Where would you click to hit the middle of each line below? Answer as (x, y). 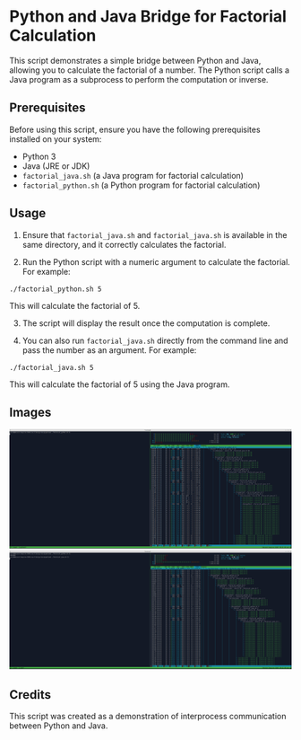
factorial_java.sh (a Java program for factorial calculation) (133, 175)
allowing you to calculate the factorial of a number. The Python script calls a (149, 70)
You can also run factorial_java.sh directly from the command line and (155, 340)
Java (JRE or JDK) (56, 166)
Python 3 (39, 156)
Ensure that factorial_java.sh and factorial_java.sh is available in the (155, 234)
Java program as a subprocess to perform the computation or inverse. (139, 79)
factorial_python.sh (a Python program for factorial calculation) (141, 185)
